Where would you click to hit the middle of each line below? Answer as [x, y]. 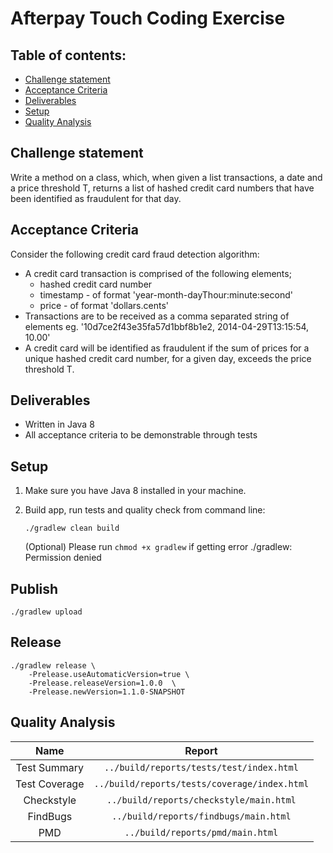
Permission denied [63, 558]
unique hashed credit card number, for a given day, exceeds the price [168, 358]
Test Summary [49, 767]
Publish [34, 588]
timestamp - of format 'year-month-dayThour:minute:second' [166, 294]
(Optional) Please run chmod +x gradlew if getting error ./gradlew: [158, 547]
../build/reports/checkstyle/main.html [201, 800]
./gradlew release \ [53, 665]
